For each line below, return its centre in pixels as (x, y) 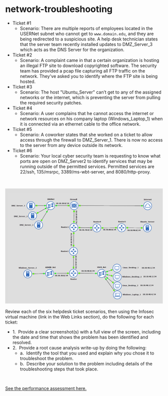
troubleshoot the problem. (47, 358)
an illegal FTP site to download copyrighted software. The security (88, 65)
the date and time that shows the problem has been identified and (80, 337)
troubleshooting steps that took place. (59, 369)
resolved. (22, 342)
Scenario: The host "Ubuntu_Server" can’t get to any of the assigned (90, 92)
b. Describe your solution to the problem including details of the (86, 363)
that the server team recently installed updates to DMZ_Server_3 (86, 44)
